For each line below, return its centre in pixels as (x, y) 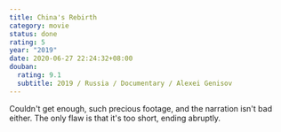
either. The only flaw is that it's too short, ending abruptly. (115, 118)
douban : (24, 67)
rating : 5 (28, 42)
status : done (33, 34)
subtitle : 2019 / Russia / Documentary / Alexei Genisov (125, 83)
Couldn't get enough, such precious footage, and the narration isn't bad (141, 108)
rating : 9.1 (40, 75)
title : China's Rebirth (53, 17)
